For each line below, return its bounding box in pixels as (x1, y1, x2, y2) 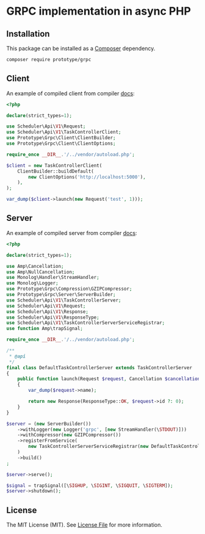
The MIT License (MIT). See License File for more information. (6, 521, 163, 529)
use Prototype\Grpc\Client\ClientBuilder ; (6, 135, 116, 141)
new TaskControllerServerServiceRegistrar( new (28, 444, 149, 450)
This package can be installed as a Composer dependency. (6, 45, 156, 52)
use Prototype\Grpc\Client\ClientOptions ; (6, 140, 116, 147)
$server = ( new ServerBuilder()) (6, 420, 92, 427)
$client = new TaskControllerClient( (6, 162, 103, 168)
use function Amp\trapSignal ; (6, 325, 84, 332)
